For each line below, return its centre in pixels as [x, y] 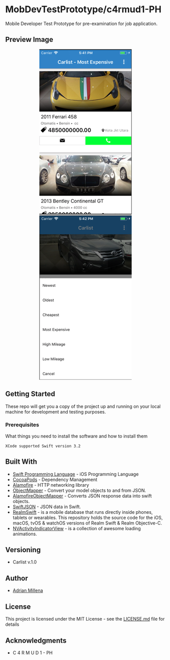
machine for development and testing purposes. [56, 412]
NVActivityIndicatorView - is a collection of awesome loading [77, 528]
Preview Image [29, 40]
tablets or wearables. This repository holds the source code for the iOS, [88, 517]
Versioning [23, 550]
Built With [21, 462]
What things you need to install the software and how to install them [76, 436]
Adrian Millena [28, 590]
